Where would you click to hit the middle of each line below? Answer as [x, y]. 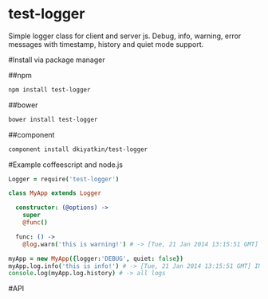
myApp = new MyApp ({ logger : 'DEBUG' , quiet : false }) [96, 258]
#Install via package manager [57, 60]
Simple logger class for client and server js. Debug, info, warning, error [125, 36]
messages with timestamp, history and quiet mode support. [106, 44]
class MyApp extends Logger [55, 193]
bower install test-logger [53, 119]
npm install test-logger [49, 89]
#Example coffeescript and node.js [66, 165]
